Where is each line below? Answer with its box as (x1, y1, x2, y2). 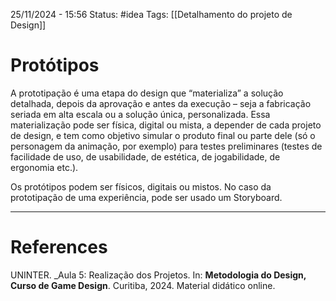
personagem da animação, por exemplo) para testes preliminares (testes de (10, 140, 323, 152)
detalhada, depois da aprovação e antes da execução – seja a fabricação (10, 97, 312, 109)
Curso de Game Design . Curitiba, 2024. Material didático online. (10, 279, 276, 291)
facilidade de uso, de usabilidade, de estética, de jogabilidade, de (10, 150, 281, 163)
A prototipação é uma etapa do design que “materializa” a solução (10, 87, 284, 99)
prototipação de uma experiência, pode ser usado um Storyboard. (10, 191, 283, 203)
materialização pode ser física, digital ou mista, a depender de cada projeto (10, 119, 322, 131)
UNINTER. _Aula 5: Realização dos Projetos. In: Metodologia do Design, (10, 269, 307, 281)
